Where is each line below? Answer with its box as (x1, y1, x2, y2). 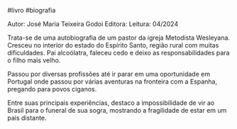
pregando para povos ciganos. (7, 85, 97, 93)
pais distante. (7, 113, 48, 122)
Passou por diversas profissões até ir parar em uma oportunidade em (7, 70, 211, 78)
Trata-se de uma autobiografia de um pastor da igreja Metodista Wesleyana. (7, 33, 231, 42)
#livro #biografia (7, 6, 56, 14)
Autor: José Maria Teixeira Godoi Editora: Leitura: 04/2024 (7, 20, 179, 28)
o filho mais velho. (7, 56, 61, 64)
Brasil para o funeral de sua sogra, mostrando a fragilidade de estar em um (7, 106, 227, 114)
